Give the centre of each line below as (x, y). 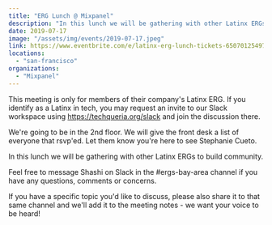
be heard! (24, 213)
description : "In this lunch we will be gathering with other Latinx (128, 23)
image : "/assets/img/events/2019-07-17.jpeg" (86, 38)
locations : (27, 53)
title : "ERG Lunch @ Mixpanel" (61, 16)
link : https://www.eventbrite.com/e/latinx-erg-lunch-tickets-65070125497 (137, 46)
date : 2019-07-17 (38, 31)
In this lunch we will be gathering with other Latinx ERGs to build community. (136, 156)
